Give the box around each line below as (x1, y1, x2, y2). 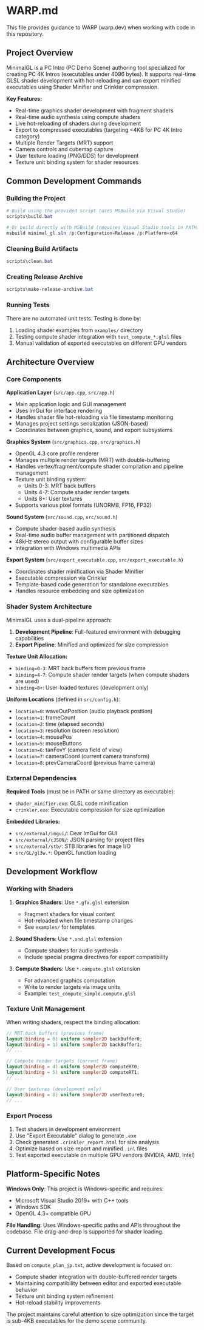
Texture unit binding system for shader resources (15, 158, 139, 166)
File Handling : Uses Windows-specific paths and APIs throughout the (6, 1221, 181, 1229)
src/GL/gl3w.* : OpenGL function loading (15, 849, 117, 856)
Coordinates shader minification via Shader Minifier (15, 568, 144, 575)
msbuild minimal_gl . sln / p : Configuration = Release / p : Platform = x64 (6, 230, 178, 237)
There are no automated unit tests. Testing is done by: (6, 314, 141, 322)
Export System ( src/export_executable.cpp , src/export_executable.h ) (6, 556, 183, 563)
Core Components (6, 375, 62, 383)
